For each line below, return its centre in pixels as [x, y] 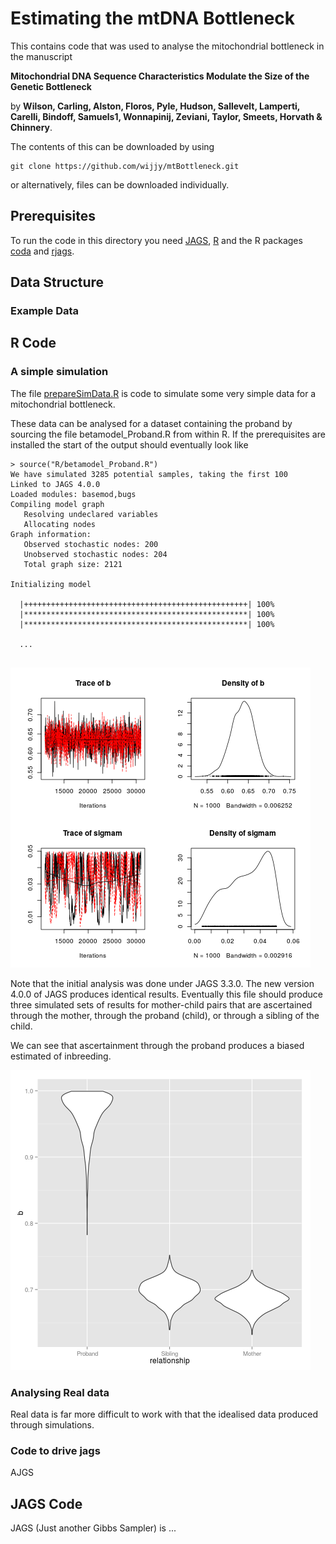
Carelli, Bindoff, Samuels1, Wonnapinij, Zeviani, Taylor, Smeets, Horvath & [166, 116]
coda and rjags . [42, 251]
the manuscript [41, 56]
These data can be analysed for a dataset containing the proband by [151, 423]
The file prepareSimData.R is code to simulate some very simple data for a [163, 393]
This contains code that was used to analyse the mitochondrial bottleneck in [167, 46]
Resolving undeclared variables [91, 514]
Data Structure [57, 282]
